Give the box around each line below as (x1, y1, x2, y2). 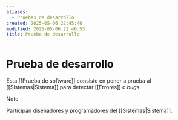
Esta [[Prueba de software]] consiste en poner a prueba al (6, 77, 151, 84)
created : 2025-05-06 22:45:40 (6, 20, 83, 26)
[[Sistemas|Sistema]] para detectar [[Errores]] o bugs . (6, 84, 141, 91)
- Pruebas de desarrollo (12, 14, 74, 21)
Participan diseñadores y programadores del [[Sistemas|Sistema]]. (6, 107, 173, 115)
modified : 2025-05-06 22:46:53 (6, 25, 85, 32)
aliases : (6, 8, 28, 15)
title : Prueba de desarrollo (6, 31, 80, 37)
